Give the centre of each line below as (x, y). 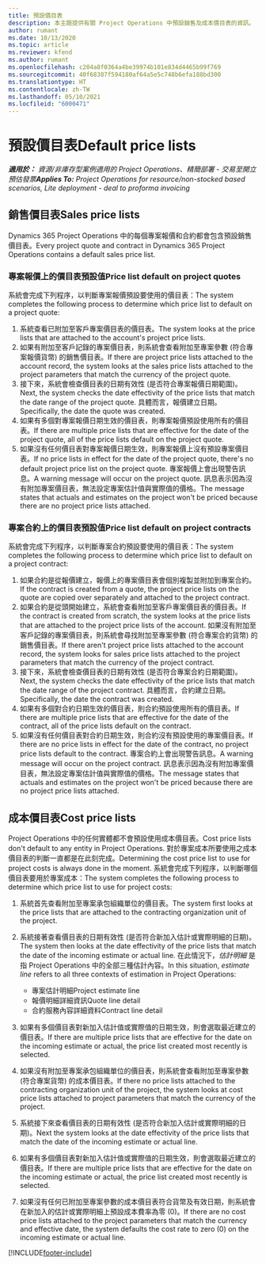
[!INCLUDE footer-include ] (50, 1253)
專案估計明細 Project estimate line (85, 991)
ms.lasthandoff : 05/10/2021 (55, 97)
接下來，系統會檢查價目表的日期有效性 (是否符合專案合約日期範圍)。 (131, 672)
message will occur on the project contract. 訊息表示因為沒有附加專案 (133, 764)
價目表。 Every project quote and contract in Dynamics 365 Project (117, 245)
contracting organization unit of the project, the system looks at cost (131, 1090)
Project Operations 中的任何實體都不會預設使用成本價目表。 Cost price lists (130, 838)
